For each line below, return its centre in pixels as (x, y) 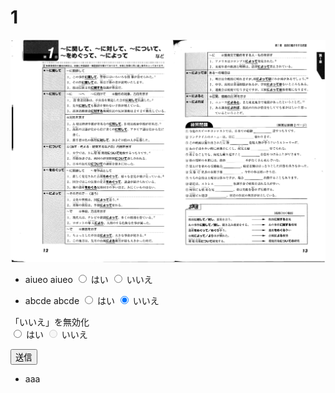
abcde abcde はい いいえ (92, 300)
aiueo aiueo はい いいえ (88, 279)
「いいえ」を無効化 (50, 322)
